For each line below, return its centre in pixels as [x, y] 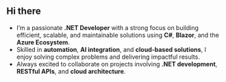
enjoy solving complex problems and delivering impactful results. [108, 57]
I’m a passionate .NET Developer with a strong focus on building [108, 27]
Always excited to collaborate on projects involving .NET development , [117, 64]
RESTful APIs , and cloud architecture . [71, 71]
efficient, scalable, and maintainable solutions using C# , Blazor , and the [118, 35]
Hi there [24, 11]
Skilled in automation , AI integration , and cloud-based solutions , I [111, 49]
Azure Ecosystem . [43, 42]
